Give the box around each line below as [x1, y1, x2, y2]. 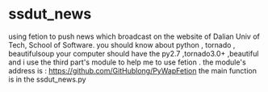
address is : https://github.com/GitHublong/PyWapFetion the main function [8, 65, 257, 75]
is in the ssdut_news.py [8, 74, 86, 84]
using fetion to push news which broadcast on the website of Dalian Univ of [8, 31, 260, 41]
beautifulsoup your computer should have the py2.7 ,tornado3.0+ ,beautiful [8, 48, 259, 58]
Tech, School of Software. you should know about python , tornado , [8, 40, 236, 49]
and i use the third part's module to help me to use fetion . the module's [8, 57, 246, 67]
